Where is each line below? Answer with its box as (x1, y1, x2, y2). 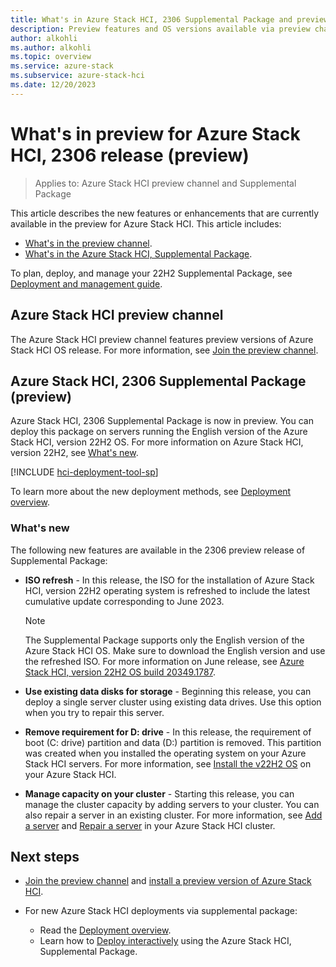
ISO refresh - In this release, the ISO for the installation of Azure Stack (24, 574, 315, 586)
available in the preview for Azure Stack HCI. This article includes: (10, 217, 282, 230)
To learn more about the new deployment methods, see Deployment (10, 486, 292, 498)
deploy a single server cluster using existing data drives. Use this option (24, 696, 322, 708)
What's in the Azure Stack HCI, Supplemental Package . (24, 247, 253, 260)
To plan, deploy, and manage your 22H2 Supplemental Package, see (10, 267, 293, 279)
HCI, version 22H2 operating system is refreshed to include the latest (24, 584, 311, 596)
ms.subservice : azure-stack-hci (10, 71, 145, 81)
